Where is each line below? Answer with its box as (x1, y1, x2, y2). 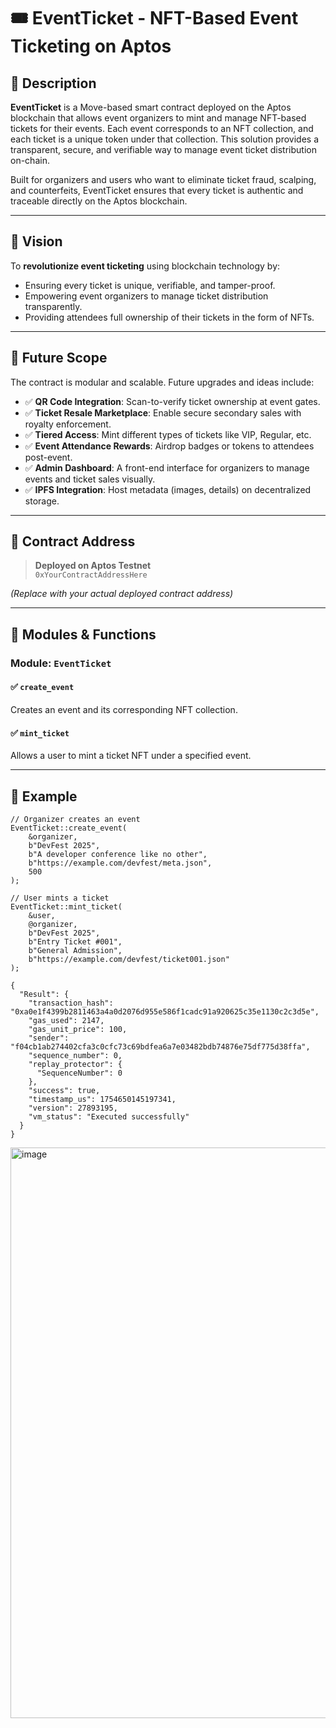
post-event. (24, 451, 73, 463)
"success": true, (28, 1085, 101, 1095)
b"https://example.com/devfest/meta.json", (28, 858, 213, 868)
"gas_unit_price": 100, (28, 1024, 128, 1034)
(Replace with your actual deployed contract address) (10, 588, 234, 600)
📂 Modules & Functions (10, 626, 157, 643)
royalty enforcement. (24, 418, 112, 430)
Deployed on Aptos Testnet (34, 560, 152, 572)
